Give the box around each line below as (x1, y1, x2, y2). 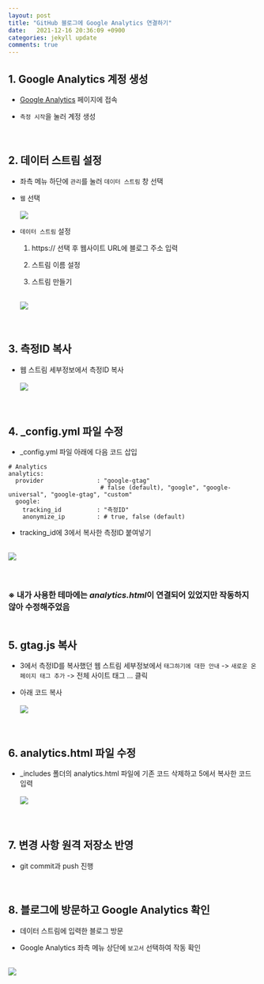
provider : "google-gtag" (15, 477, 150, 485)
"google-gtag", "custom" (50, 491, 133, 499)
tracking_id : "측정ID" (22, 506, 129, 515)
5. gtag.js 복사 (8, 638, 77, 652)
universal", (8, 491, 47, 499)
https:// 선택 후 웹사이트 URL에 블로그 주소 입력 (31, 243, 179, 253)
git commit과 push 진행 (19, 861, 94, 871)
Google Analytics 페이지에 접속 (19, 94, 118, 104)
